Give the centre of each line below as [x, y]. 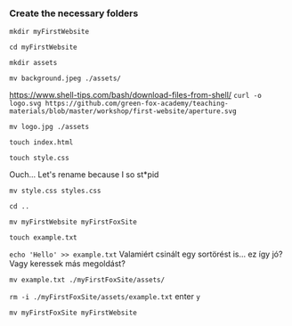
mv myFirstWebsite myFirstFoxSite [73, 222]
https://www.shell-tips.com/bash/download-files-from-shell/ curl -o [136, 95]
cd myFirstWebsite [43, 47]
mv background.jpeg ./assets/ [65, 78]
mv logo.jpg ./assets [49, 127]
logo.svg [25, 104]
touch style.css [39, 159]
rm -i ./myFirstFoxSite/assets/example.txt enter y [105, 297]
